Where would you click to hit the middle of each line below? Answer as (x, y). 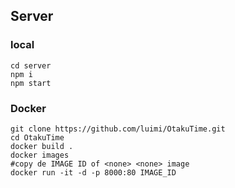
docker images (40, 155)
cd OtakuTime (37, 137)
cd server (31, 65)
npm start (31, 83)
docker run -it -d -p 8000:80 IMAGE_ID (93, 172)
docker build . (42, 146)
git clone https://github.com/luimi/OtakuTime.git (118, 129)
